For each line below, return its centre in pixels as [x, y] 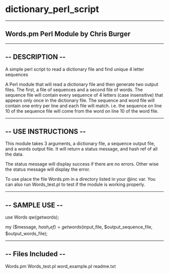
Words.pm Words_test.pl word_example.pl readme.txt [61, 266]
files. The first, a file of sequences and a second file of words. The [74, 90]
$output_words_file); [26, 233]
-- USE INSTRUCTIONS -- [46, 131]
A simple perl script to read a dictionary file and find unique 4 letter [75, 69]
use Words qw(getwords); [32, 217]
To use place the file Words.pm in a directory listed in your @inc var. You [80, 179]
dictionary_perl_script [52, 9]
